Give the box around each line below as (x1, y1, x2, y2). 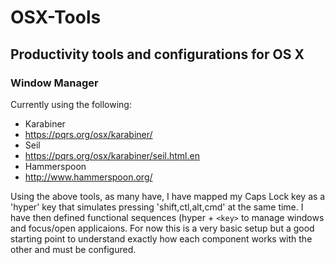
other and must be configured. (10, 243, 137, 255)
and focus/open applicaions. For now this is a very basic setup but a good (10, 222, 315, 234)
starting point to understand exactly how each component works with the (10, 232, 313, 245)
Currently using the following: (10, 98, 132, 110)
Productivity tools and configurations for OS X (10, 46, 305, 63)
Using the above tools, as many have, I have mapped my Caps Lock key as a (10, 190, 326, 202)
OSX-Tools (10, 6, 102, 29)
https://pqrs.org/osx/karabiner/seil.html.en (24, 149, 200, 161)
